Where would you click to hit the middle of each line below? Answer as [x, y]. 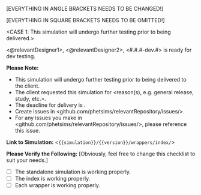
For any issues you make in [49, 118]
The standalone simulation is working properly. [73, 172]
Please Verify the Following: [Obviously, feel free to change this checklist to [101, 154]
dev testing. [21, 56]
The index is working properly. [52, 179]
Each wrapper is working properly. [58, 185]
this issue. [28, 130]
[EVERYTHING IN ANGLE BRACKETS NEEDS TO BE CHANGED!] [85, 9]
